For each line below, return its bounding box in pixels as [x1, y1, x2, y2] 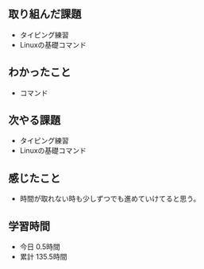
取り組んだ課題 [8, 7, 82, 21]
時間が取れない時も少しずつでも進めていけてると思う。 [19, 194, 201, 204]
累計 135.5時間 [19, 252, 67, 262]
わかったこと [8, 66, 71, 79]
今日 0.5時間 [19, 242, 61, 252]
